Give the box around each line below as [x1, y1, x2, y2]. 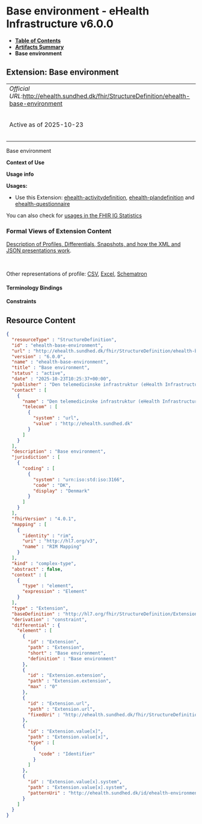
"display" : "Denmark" [32, 488, 90, 494]
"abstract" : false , [11, 566, 63, 572]
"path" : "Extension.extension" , [28, 678, 112, 684]
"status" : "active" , [11, 370, 66, 377]
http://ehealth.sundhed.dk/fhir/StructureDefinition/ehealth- [22, 91, 191, 100]
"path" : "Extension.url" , [28, 706, 96, 712]
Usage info [6, 170, 34, 178]
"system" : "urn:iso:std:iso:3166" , [32, 477, 125, 483]
